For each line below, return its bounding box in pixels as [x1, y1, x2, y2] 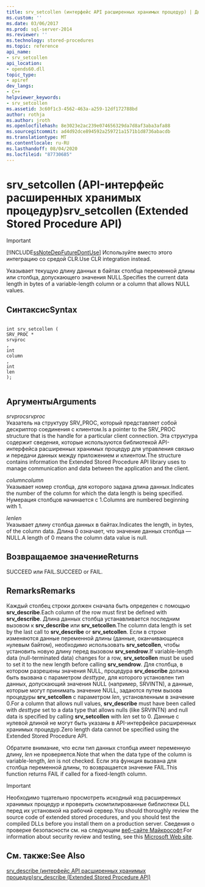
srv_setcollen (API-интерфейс [6, 178, 164, 192]
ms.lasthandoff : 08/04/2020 [6, 145, 78, 152]
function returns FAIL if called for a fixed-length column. [6, 770, 148, 777]
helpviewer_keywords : [6, 94, 62, 100]
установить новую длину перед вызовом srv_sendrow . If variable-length [6, 647, 193, 655]
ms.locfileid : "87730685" [6, 151, 72, 157]
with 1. [6, 503, 23, 510]
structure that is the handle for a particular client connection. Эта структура [6, 432, 198, 440]
